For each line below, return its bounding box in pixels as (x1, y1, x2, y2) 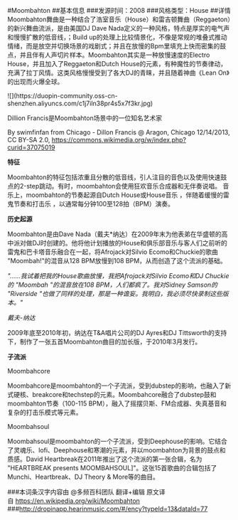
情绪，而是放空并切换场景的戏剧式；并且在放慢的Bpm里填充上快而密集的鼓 (7, 42, 226, 50)
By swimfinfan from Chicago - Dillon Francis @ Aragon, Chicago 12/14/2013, (7, 128, 230, 137)
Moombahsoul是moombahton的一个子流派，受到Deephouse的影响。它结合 (7, 437, 227, 445)
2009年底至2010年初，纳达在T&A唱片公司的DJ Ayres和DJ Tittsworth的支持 (7, 329, 227, 336)
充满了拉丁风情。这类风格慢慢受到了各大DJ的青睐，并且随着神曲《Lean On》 (7, 68, 229, 77)
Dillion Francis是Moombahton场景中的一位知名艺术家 (7, 114, 162, 122)
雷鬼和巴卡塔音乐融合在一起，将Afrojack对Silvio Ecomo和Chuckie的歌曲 (7, 248, 219, 256)
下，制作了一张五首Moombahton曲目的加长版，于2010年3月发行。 (7, 337, 202, 346)
